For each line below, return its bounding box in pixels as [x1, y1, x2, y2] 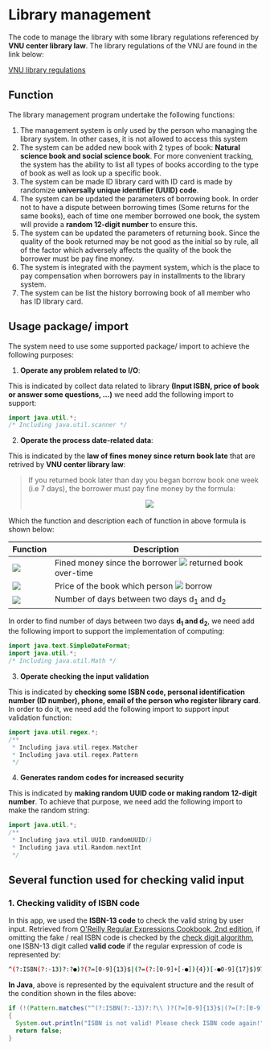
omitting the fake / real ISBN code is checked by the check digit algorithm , [8, 932, 255, 943]
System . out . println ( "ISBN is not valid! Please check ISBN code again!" [15, 1019, 264, 1027]
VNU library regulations [8, 64, 86, 74]
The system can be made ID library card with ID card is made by [19, 176, 233, 186]
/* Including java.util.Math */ [8, 657, 117, 665]
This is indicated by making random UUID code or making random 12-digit [8, 788, 258, 798]
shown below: [8, 525, 55, 535]
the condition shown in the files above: [8, 989, 137, 998]
